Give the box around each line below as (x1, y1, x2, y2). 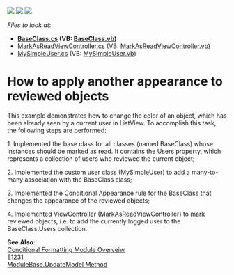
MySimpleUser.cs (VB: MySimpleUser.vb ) (17, 49, 136, 57)
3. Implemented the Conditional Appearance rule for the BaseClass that (7, 189, 212, 197)
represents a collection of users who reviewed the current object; (7, 154, 195, 163)
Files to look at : (7, 21, 52, 29)
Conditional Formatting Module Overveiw (7, 245, 125, 253)
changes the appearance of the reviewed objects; (7, 196, 150, 205)
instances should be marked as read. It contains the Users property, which (7, 147, 221, 155)
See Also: (7, 237, 36, 246)
